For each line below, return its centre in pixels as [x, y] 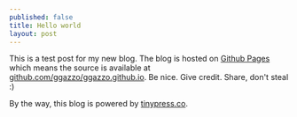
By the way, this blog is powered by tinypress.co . [99, 104]
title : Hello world [45, 26]
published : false [41, 17]
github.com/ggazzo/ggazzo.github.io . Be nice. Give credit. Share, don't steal [149, 77]
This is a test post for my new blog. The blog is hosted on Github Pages [140, 59]
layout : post [33, 33]
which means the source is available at [80, 68]
